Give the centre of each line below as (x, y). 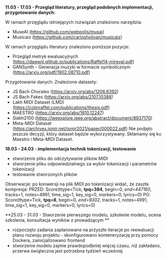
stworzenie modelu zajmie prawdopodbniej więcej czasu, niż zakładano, (86, 246)
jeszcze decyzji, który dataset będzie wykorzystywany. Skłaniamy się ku (87, 134)
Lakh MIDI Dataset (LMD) (38, 102)
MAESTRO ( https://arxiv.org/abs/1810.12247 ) (58, 113)
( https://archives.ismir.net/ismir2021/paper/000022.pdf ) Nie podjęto (83, 129)
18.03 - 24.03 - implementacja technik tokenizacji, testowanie (71, 149)
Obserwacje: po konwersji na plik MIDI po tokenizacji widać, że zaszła (77, 184)
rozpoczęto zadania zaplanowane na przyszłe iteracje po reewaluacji (83, 230)
